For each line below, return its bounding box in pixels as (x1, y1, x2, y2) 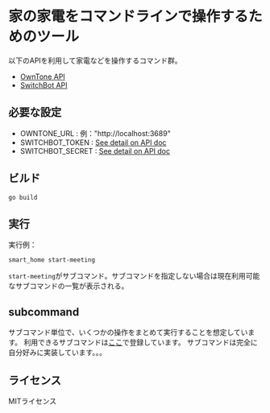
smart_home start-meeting (8, 256, 95, 264)
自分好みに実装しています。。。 (8, 348, 107, 357)
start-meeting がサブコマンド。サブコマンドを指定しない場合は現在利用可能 (8, 271, 260, 281)
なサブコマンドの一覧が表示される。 (8, 281, 129, 291)
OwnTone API (19, 72, 66, 81)
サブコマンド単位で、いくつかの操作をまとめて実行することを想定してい (8, 328, 248, 337)
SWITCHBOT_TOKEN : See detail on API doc (19, 138, 167, 147)
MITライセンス (8, 396, 57, 406)
